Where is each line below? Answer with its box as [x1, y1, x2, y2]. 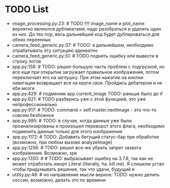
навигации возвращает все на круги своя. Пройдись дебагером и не [12, 80, 162, 86]
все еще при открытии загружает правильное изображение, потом [12, 69, 159, 75]
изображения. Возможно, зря [12, 150, 77, 156]
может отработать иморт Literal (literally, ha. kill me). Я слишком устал [12, 161, 164, 167]
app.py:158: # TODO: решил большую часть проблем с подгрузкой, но [12, 64, 165, 70]
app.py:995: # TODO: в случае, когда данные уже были [12, 117, 132, 123]
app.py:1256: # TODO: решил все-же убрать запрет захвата [12, 144, 141, 150]
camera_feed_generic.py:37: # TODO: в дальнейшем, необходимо [12, 42, 154, 48]
